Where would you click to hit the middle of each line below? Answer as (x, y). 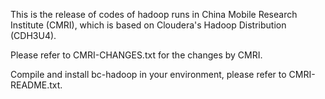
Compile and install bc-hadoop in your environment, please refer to (148, 74)
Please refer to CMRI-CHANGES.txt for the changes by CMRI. (136, 55)
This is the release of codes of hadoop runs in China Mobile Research (154, 14)
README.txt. (36, 85)
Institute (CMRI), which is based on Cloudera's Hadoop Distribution (148, 25)
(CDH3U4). (33, 35)
